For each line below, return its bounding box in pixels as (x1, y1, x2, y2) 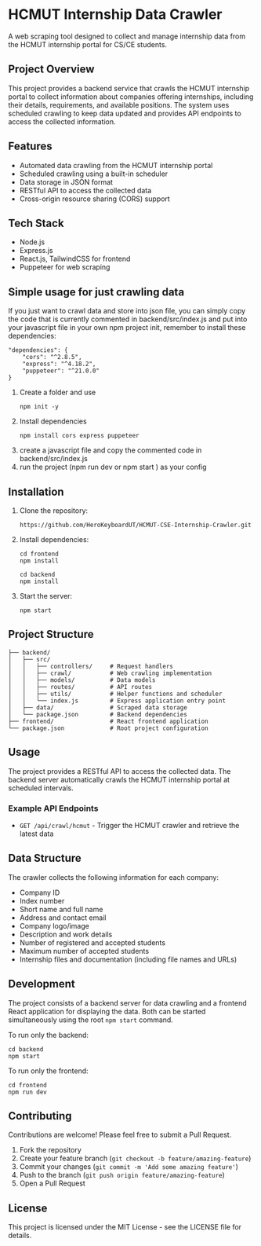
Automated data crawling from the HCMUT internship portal (19, 160, 213, 170)
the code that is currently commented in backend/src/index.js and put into (8, 314, 248, 324)
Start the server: (19, 592, 73, 600)
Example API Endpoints (8, 803, 99, 814)
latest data (19, 829, 54, 838)
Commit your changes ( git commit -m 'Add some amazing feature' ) (19, 1162, 239, 1171)
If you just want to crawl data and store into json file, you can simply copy (8, 306, 246, 316)
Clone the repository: (19, 506, 89, 515)
